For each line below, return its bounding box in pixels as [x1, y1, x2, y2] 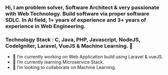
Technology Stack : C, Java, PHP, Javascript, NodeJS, [5, 36, 141, 43]
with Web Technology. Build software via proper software [5, 10, 150, 17]
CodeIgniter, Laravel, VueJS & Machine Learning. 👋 [5, 42, 133, 49]
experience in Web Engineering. [5, 22, 86, 29]
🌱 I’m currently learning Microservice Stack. [12, 59, 104, 65]
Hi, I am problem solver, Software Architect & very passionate [5, 4, 159, 11]
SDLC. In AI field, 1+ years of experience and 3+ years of [5, 16, 147, 23]
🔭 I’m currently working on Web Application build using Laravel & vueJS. [12, 54, 163, 60]
